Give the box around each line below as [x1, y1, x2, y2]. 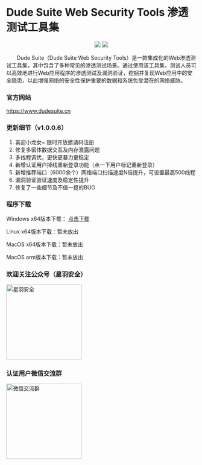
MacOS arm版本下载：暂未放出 [6, 253, 83, 261]
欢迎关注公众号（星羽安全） [6, 270, 87, 278]
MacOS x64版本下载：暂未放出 [6, 241, 83, 248]
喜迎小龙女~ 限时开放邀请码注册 [14, 138, 95, 145]
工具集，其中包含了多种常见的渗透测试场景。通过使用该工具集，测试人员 [11, 62, 191, 69]
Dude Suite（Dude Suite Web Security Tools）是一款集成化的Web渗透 [17, 54, 191, 61]
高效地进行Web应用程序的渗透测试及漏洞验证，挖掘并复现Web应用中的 [11, 69, 188, 76]
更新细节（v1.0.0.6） [6, 124, 68, 132]
